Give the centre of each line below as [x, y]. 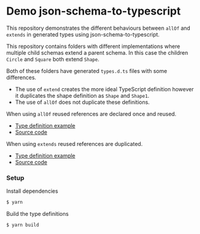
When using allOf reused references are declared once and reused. [92, 114]
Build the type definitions [38, 214]
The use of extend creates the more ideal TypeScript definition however [104, 89]
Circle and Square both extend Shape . [53, 59]
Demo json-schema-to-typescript [93, 11]
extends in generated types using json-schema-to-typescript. [83, 34]
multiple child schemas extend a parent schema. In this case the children [97, 52]
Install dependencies [32, 191]
